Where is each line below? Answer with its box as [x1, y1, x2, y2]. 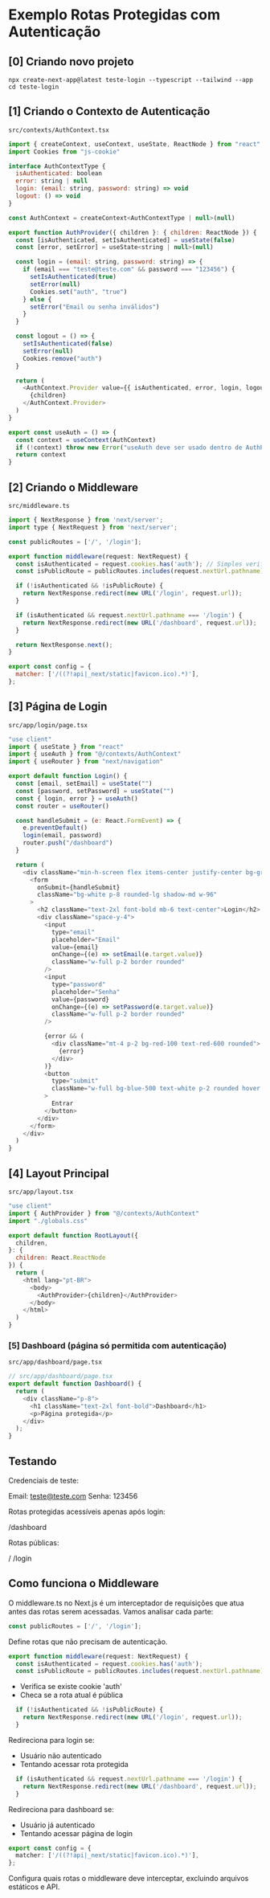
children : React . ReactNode [15, 1254, 106, 1262]
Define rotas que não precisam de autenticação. [8, 1637, 168, 1646]
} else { [22, 295, 52, 303]
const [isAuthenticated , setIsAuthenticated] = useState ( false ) [15, 235, 235, 244]
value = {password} [51, 995, 110, 1004]
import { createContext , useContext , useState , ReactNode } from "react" [8, 140, 261, 148]
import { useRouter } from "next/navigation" [8, 758, 163, 766]
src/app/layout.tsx [8, 1188, 74, 1196]
